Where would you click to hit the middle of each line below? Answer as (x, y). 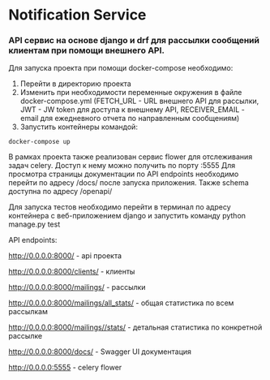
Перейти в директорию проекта (75, 84)
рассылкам (28, 312)
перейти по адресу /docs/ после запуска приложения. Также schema (129, 183)
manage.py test (34, 224)
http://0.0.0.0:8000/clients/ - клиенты (72, 272)
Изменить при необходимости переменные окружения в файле (131, 93)
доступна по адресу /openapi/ (60, 192)
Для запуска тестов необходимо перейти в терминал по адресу (120, 207)
